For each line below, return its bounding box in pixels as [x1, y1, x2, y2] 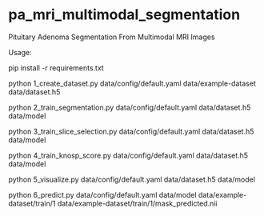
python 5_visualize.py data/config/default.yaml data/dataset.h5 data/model [8, 174, 256, 184]
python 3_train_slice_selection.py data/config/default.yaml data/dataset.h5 [8, 126, 254, 136]
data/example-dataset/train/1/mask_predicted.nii [57, 198, 218, 208]
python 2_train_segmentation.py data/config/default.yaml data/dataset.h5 [8, 102, 251, 112]
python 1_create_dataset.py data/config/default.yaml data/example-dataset [8, 78, 256, 88]
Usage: [8, 47, 32, 57]
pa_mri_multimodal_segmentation [8, 6, 241, 24]
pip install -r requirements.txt [8, 62, 104, 73]
